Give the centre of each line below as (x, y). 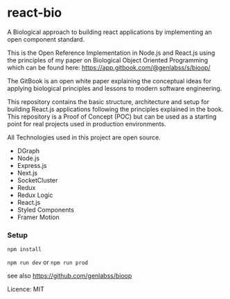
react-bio (35, 13)
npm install (24, 250)
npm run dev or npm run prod (48, 262)
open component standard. (46, 39)
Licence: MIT (26, 289)
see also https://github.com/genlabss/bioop (70, 276)
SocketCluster (37, 180)
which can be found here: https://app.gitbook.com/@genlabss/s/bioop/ (109, 67)
